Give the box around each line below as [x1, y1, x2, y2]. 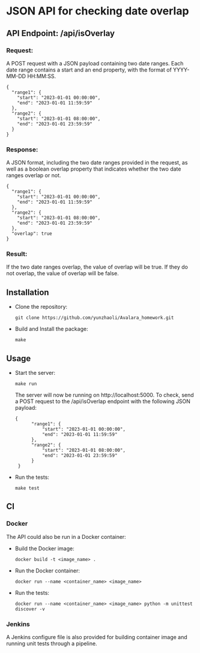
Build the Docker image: [14, 545, 75, 552]
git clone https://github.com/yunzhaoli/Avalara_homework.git [14, 315, 174, 321]
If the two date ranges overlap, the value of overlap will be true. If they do [6, 263, 188, 271]
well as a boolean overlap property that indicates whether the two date [6, 165, 181, 172]
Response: [6, 145, 38, 154]
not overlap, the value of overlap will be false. [6, 270, 119, 277]
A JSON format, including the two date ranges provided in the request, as [6, 159, 188, 166]
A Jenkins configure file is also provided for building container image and [6, 634, 187, 641]
